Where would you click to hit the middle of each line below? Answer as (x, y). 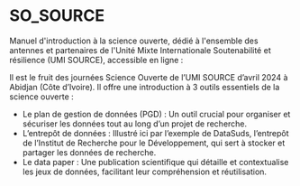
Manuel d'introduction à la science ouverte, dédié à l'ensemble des (134, 41)
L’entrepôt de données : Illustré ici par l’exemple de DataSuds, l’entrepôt (155, 133)
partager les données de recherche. (89, 152)
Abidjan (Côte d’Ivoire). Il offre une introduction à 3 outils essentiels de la (145, 87)
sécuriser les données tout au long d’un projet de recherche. (135, 124)
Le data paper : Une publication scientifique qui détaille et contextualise (155, 162)
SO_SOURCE (57, 16)
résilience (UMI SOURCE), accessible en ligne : (96, 60)
